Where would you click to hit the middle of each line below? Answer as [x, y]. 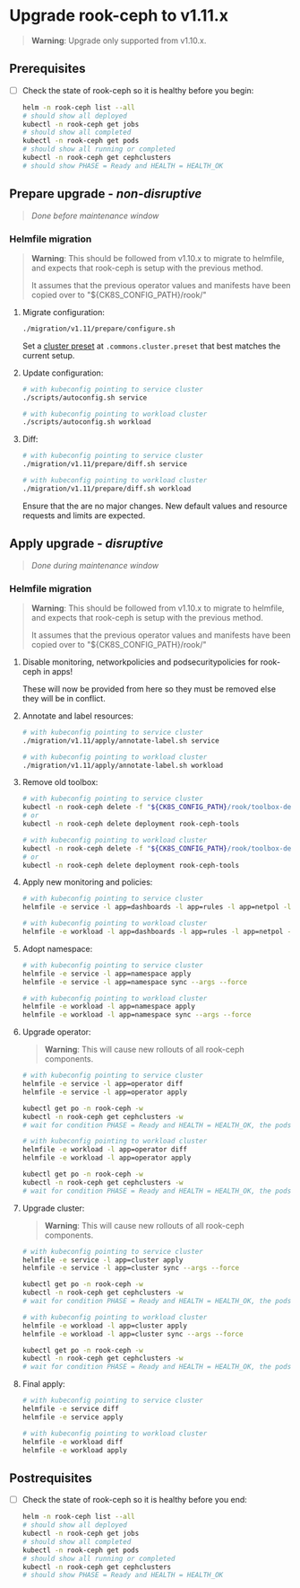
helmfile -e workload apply [74, 1450]
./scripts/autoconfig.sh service [85, 397]
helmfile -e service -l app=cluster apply [103, 1260]
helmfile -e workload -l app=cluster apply [105, 1326]
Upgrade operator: [56, 1032]
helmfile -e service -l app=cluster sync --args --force [131, 1268]
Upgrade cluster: [53, 1208]
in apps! [58, 671]
